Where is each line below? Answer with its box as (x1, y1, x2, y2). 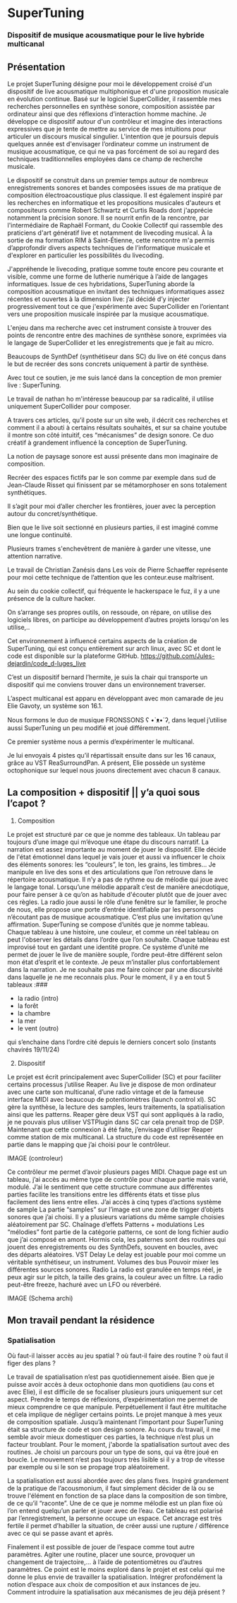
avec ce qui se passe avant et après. (7, 1529, 114, 1538)
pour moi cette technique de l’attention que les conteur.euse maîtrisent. (7, 572, 215, 581)
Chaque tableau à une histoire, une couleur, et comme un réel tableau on (7, 927, 219, 936)
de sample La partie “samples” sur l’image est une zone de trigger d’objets (7, 1205, 224, 1214)
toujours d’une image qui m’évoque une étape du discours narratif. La (7, 838, 209, 846)
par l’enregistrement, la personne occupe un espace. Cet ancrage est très (7, 1514, 222, 1522)
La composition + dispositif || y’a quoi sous (7, 787, 200, 799)
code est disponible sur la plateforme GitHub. (7, 652, 140, 660)
